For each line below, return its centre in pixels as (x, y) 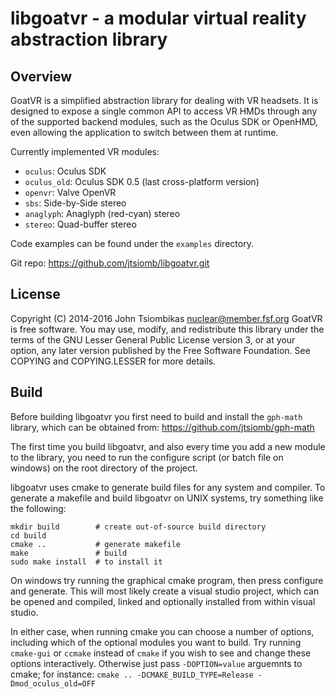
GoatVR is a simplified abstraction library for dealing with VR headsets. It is (164, 100)
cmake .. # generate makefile (96, 544)
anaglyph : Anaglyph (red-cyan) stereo (102, 213)
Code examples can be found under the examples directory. (132, 243)
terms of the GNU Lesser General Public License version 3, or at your (153, 339)
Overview (41, 76)
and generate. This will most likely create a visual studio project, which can (165, 591)
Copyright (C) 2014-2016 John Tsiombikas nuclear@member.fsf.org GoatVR (166, 318)
